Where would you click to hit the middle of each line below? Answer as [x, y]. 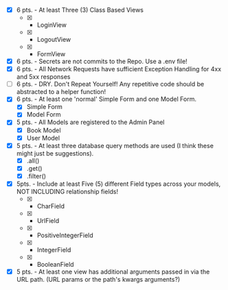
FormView [51, 54]
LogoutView [54, 40]
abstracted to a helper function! [61, 92]
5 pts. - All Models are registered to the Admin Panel [90, 122]
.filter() [36, 176]
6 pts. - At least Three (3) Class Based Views [80, 10]
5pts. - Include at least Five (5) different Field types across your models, [118, 184]
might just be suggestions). [55, 153]
